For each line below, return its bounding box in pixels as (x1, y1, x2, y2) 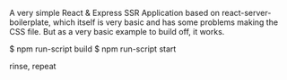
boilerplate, (9, 17, 51, 28)
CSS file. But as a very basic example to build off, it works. (9, 27, 225, 36)
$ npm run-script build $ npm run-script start (9, 44, 177, 54)
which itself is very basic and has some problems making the (52, 17, 279, 28)
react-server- (222, 8, 272, 18)
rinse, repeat (9, 61, 57, 71)
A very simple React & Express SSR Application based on (9, 8, 221, 18)
